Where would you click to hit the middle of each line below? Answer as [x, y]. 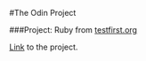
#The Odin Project [43, 13]
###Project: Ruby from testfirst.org [73, 30]
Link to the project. [44, 47]
